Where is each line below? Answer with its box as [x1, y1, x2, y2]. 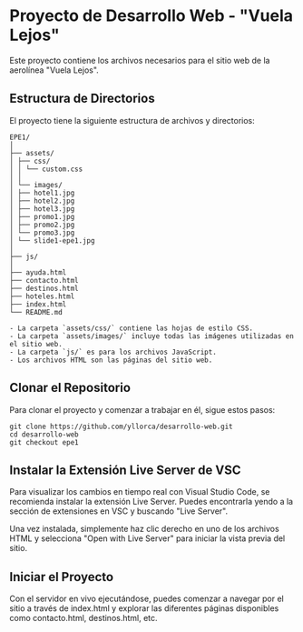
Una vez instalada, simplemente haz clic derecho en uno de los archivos [9, 524, 279, 535]
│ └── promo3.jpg [9, 228, 75, 237]
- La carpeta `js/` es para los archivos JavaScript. [9, 347, 218, 356]
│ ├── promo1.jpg [9, 212, 75, 221]
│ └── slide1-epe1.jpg [9, 236, 95, 246]
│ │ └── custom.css [9, 165, 83, 174]
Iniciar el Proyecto [9, 569, 114, 585]
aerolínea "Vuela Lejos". [9, 65, 100, 75]
